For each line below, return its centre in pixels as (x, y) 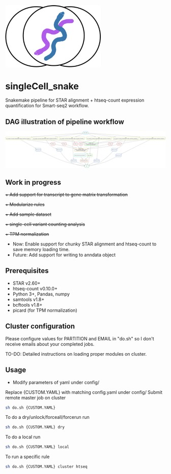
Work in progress (33, 182)
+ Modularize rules (25, 205)
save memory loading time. (41, 250)
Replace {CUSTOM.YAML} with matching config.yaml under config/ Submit (84, 392)
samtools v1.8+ (28, 299)
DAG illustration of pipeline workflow (65, 122)
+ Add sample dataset (28, 214)
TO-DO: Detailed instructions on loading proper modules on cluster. (76, 354)
